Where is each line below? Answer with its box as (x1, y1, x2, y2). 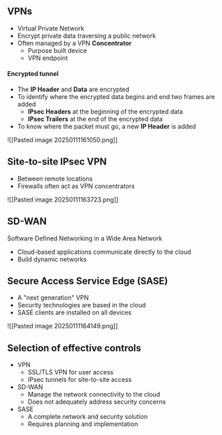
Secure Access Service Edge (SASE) (7, 275, 168, 287)
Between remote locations (17, 174, 93, 183)
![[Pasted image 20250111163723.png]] (7, 195, 119, 204)
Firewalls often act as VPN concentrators (17, 181, 135, 190)
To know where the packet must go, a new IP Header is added (17, 122, 196, 131)
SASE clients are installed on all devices (17, 308, 132, 316)
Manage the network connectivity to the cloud (27, 390, 161, 399)
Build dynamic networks (17, 254, 87, 264)
